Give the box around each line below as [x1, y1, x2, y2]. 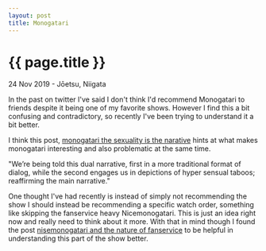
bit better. [8, 120, 40, 129]
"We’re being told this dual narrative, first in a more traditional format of [8, 160, 241, 169]
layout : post [8, 11, 52, 20]
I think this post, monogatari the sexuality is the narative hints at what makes [8, 136, 258, 145]
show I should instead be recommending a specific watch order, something [8, 200, 254, 210]
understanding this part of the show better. [8, 234, 148, 243]
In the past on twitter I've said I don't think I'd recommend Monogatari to [8, 95, 245, 104]
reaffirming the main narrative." [8, 176, 110, 186]
